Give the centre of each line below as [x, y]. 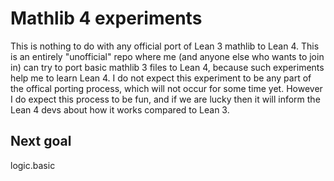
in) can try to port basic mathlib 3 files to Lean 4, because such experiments [167, 67]
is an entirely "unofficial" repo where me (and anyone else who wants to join [167, 56]
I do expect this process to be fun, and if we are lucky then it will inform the [165, 99]
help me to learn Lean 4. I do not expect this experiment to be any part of [161, 78]
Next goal [41, 141]
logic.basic [33, 165]
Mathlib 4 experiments [106, 18]
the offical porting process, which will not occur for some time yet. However [166, 88]
